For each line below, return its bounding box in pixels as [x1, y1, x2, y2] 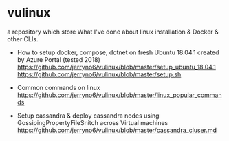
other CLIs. [7, 34, 39, 43]
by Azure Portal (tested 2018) [17, 55, 101, 63]
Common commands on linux [17, 83, 101, 91]
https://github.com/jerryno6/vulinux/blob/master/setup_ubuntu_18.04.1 [17, 63, 217, 71]
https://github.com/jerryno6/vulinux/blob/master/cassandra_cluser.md [17, 126, 217, 134]
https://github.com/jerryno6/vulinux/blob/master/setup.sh [17, 70, 182, 78]
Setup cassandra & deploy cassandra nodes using [17, 111, 160, 120]
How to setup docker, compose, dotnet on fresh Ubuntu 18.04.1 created [17, 48, 219, 56]
